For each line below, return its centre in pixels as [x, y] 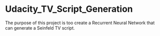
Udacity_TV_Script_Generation [69, 9]
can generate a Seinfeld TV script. [40, 28]
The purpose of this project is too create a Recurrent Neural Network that [80, 23]
